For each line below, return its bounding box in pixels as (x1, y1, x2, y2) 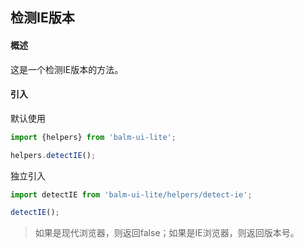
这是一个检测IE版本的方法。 (10, 63, 124, 75)
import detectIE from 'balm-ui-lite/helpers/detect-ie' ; (10, 189, 253, 200)
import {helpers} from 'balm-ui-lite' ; (10, 132, 177, 142)
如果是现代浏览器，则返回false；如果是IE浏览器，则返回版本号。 (34, 227, 300, 239)
